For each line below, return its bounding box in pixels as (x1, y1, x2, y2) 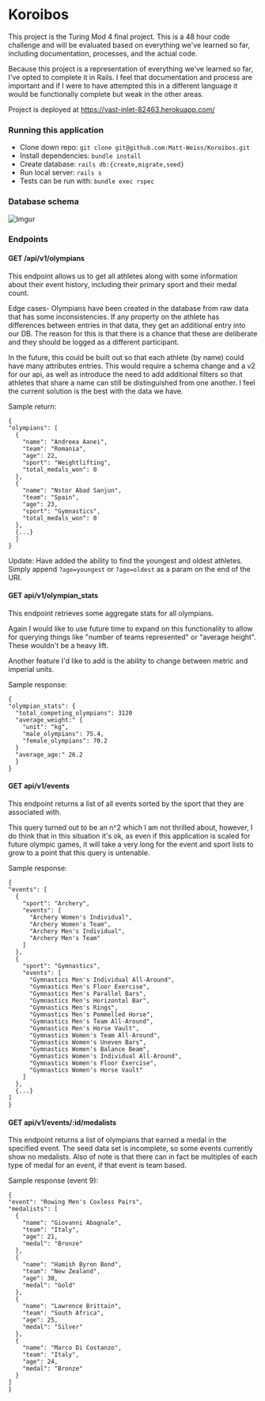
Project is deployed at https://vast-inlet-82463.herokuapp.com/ (8, 105, 215, 114)
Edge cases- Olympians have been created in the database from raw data (8, 303, 249, 313)
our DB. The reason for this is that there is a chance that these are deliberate (8, 328, 258, 338)
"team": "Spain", (22, 493, 80, 501)
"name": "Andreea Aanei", (22, 438, 108, 446)
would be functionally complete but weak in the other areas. (8, 89, 204, 98)
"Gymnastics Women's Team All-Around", (28, 1031, 161, 1040)
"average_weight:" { (15, 716, 83, 724)
